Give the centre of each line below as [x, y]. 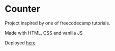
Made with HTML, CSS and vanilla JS [44, 33]
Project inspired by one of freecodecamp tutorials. [57, 23]
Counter [22, 9]
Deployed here [20, 43]
